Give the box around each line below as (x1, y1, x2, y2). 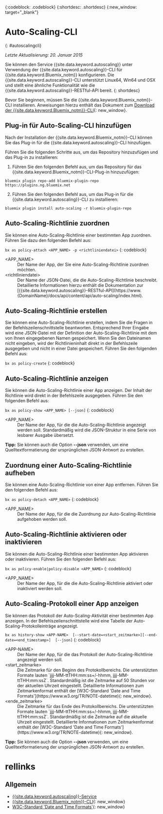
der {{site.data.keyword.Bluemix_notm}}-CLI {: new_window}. (5, 107, 127, 113)
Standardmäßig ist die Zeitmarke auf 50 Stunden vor (50, 677, 155, 683)
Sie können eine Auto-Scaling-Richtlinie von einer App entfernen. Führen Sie (5, 482, 159, 488)
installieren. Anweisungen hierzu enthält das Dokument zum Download (13, 102, 155, 108)
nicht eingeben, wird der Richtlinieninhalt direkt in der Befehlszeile (5, 341, 138, 346)
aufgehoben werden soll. (17, 516, 67, 522)
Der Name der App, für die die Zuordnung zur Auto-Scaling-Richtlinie (17, 511, 156, 517)
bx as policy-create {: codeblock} (5, 360, 75, 366)
